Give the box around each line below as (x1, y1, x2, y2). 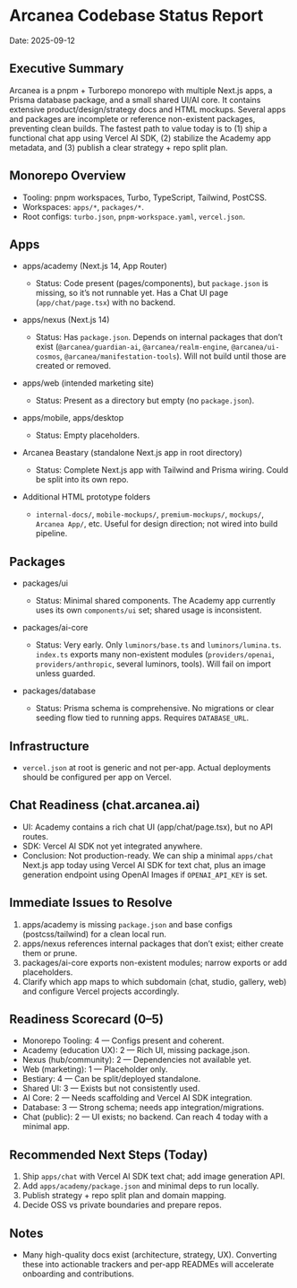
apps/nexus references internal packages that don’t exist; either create (21, 938, 284, 949)
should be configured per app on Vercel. (21, 772, 172, 782)
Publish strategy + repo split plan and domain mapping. (21, 1190, 226, 1201)
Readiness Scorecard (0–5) (9, 1012, 164, 1027)
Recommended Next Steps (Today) (9, 1147, 208, 1162)
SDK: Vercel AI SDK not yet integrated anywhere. (21, 840, 203, 851)
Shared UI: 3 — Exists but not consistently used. (21, 1083, 200, 1094)
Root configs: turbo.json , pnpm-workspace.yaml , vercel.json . (21, 211, 246, 222)
